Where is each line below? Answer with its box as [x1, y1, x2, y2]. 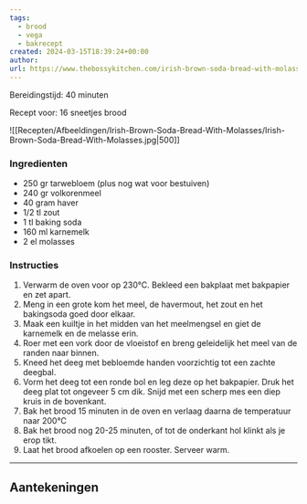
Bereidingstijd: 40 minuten [9, 89, 109, 100]
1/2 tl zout [22, 207, 60, 218]
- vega [17, 30, 43, 39]
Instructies [9, 259, 59, 272]
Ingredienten [9, 157, 69, 170]
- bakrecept [17, 38, 64, 48]
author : [9, 56, 39, 65]
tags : [9, 13, 30, 23]
